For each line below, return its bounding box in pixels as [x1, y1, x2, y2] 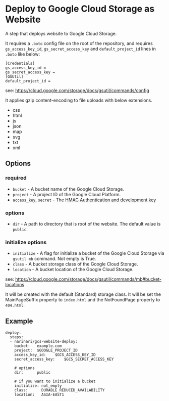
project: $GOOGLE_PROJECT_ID [14, 348, 78, 353]
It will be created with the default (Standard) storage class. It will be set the [5, 291, 161, 297]
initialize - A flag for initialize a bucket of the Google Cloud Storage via [12, 250, 164, 256]
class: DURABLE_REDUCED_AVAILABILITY [14, 388, 105, 393]
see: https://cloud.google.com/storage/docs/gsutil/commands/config [5, 87, 150, 94]
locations [5, 282, 24, 288]
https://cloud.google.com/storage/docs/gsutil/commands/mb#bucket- [15, 276, 162, 282]
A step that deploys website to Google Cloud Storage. [5, 30, 117, 36]
